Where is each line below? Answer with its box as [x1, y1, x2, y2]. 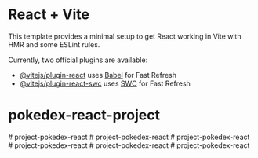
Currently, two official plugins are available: [8, 55, 148, 64]
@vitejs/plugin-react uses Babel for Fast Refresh [19, 70, 177, 79]
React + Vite [8, 6, 90, 24]
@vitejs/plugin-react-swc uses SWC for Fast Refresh [19, 79, 191, 88]
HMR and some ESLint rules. [8, 39, 100, 49]
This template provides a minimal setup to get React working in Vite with [8, 31, 242, 41]
